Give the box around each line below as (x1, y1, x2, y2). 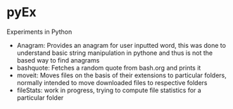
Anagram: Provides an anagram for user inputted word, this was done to (16, 41, 227, 49)
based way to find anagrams (16, 56, 100, 64)
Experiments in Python (6, 27, 73, 36)
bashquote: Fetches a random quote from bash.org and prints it (16, 63, 201, 72)
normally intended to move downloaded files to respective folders (16, 78, 208, 86)
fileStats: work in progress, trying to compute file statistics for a (16, 86, 201, 94)
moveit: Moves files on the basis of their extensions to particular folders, (16, 71, 227, 79)
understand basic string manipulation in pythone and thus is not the (16, 49, 213, 57)
